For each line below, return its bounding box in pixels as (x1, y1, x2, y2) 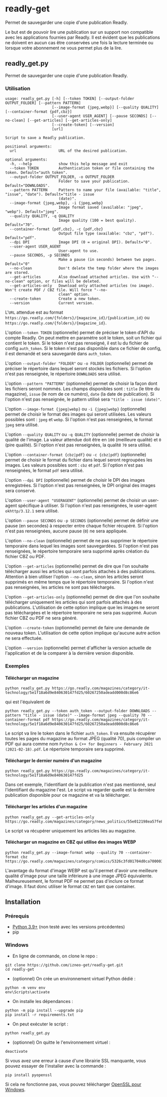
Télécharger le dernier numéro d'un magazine (5, 758, 102, 763)
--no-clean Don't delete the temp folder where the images (9, 266, 159, 271)
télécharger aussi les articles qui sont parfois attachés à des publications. (5, 569, 156, 575)
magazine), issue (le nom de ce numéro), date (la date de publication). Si (5, 391, 155, 397)
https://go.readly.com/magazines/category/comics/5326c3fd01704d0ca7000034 (5, 858, 166, 864)
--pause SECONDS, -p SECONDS (9, 253, 70, 258)
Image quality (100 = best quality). (58, 218, 137, 223)
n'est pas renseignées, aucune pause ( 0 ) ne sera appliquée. (5, 528, 128, 534)
